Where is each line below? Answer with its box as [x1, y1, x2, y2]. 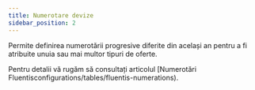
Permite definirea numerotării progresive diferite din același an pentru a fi [8, 40, 248, 50]
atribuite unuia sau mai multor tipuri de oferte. [8, 49, 158, 58]
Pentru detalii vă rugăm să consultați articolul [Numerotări [8, 64, 196, 73]
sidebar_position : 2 [8, 19, 77, 27]
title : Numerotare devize [8, 11, 93, 20]
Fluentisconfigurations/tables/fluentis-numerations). [8, 73, 179, 82]
